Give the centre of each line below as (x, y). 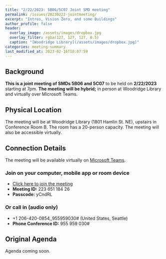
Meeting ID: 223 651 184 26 (41, 189)
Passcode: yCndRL (32, 194)
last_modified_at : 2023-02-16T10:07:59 (47, 51)
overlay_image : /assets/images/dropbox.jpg (55, 33)
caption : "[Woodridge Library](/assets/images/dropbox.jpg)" (75, 42)
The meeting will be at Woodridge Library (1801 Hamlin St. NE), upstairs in (81, 122)
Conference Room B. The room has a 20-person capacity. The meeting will (82, 127)
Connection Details (36, 148)
